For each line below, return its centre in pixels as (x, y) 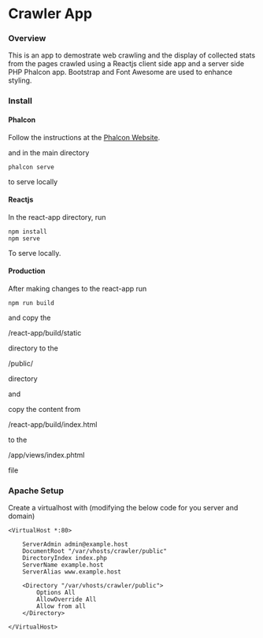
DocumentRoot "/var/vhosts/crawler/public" (95, 551)
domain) (22, 516)
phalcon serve (31, 167)
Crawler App (50, 14)
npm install (28, 232)
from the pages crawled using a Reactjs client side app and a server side (126, 64)
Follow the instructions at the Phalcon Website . (84, 137)
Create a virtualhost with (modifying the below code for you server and (123, 508)
